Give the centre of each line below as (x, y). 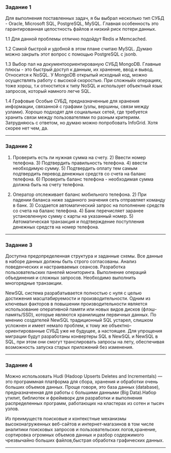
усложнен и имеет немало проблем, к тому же (56, 325)
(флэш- (149, 309)
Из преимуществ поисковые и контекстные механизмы (66, 419)
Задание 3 (19, 245)
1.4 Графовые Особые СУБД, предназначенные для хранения (73, 101)
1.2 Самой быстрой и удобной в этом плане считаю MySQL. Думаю (79, 49)
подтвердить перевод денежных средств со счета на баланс (79, 173)
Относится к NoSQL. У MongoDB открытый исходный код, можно (76, 75)
